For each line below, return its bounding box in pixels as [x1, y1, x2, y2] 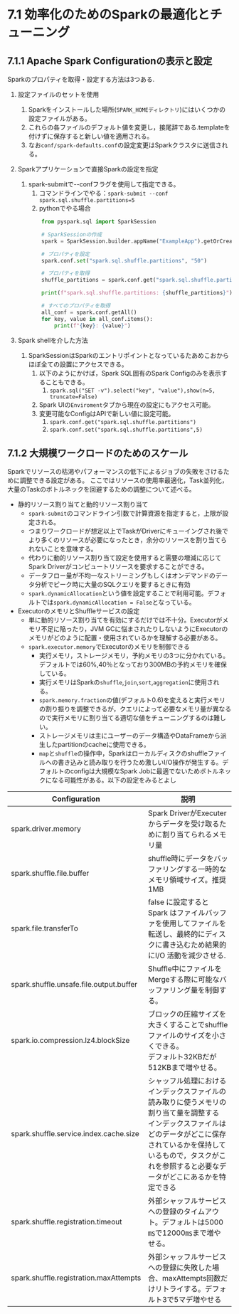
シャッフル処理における [148, 1076, 227, 1086]
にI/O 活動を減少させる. [148, 950, 226, 960]
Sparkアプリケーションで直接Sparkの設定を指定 [17, 165, 159, 173]
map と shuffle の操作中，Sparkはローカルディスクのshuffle [38, 749, 208, 758]
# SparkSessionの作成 [41, 231, 102, 238]
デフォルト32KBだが [148, 1052, 217, 1062]
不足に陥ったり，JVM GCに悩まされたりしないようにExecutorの [41, 625, 228, 633]
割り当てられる [162, 830, 213, 839]
